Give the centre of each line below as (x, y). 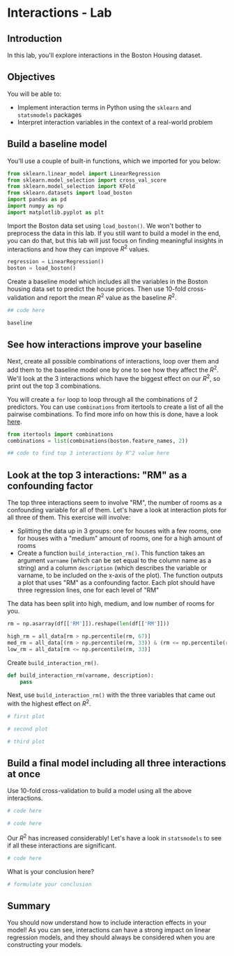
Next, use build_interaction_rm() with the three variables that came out (111, 695)
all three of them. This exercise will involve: (69, 517)
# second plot (28, 729)
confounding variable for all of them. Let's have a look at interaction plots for (117, 510)
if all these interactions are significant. (62, 845)
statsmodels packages (49, 115)
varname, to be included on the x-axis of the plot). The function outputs (120, 575)
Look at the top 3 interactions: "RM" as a (97, 475)
